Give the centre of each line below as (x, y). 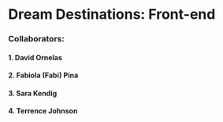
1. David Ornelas (35, 57)
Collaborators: (36, 39)
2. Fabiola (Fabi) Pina (43, 75)
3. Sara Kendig (33, 93)
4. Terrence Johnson (43, 111)
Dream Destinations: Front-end (112, 14)
